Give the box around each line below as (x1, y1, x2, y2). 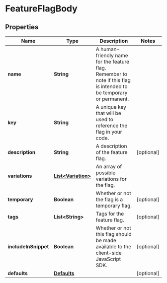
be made (95, 237, 117, 244)
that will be (95, 110, 122, 117)
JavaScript (95, 256, 121, 262)
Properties (5, 23, 39, 31)
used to (95, 116, 113, 123)
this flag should (95, 231, 132, 237)
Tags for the (95, 211, 124, 217)
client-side (95, 249, 122, 256)
